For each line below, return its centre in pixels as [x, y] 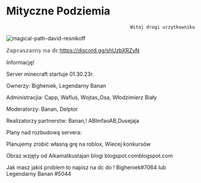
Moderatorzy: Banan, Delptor [42, 109]
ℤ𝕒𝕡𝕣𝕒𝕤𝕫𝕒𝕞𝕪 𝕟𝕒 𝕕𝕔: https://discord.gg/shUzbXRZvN [73, 50]
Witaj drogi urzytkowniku [163, 27]
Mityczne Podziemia [58, 11]
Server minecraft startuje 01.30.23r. [50, 74]
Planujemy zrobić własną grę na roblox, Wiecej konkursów [79, 144]
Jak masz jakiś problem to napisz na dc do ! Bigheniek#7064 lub [86, 167]
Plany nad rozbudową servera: [44, 132]
